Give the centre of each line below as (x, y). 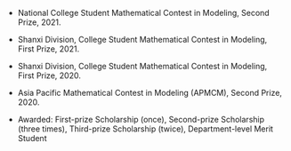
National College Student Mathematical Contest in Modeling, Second (143, 13)
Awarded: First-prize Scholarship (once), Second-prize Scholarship (141, 119)
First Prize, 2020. (49, 75)
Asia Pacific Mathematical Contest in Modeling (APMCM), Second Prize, (150, 93)
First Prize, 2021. (48, 49)
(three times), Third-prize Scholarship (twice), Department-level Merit (145, 129)
